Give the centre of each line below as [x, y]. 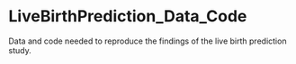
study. [20, 50]
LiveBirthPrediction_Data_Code [128, 16]
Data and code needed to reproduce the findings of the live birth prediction [148, 41]
